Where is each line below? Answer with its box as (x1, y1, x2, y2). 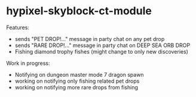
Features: (6, 24, 30, 31)
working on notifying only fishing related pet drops (14, 77, 140, 85)
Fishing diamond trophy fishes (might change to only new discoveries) (14, 48, 188, 55)
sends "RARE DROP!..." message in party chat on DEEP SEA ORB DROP (14, 42, 190, 49)
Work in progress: (6, 60, 50, 67)
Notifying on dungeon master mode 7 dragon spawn (14, 71, 145, 78)
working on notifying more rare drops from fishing (14, 83, 139, 90)
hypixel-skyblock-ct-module (6, 4, 152, 18)
